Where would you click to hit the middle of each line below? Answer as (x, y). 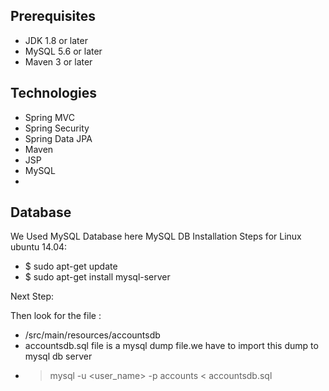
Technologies (54, 93)
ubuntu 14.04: (39, 247)
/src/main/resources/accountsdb (92, 335)
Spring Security (57, 128)
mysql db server (58, 356)
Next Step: (32, 296)
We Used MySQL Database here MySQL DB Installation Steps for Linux (156, 236)
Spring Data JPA (58, 138)
